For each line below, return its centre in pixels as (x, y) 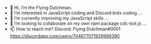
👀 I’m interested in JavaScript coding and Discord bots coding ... (76, 13)
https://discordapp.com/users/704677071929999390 (65, 36)
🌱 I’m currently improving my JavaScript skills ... (59, 18)
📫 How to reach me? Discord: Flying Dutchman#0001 (65, 29)
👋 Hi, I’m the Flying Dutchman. (41, 8)
